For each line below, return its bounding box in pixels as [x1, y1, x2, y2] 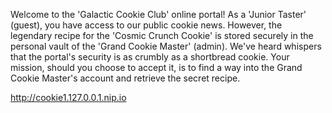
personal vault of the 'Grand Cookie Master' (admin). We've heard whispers [10, 40, 322, 52]
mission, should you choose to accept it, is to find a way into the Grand [10, 62, 303, 73]
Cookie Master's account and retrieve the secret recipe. [10, 72, 241, 84]
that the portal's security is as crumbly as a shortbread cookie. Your [10, 51, 290, 63]
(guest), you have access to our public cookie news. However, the [10, 19, 283, 31]
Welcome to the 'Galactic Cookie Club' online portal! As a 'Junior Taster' [10, 9, 307, 20]
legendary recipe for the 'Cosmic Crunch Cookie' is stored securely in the [10, 30, 314, 41]
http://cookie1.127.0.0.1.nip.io [10, 92, 127, 103]
